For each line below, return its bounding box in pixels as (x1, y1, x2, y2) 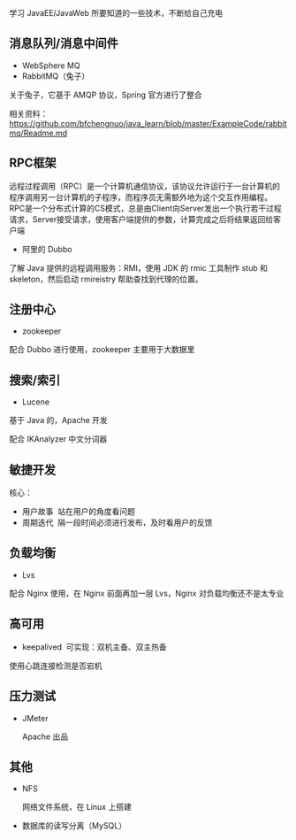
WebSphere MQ (21, 60, 81, 71)
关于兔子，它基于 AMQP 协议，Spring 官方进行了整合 (9, 89, 202, 100)
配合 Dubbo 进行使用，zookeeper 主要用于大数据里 (9, 344, 195, 355)
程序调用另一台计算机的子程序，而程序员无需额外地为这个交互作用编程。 (9, 191, 272, 202)
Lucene (21, 397, 50, 407)
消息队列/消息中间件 (9, 36, 119, 51)
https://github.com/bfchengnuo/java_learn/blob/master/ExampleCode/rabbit (9, 118, 287, 128)
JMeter (21, 713, 49, 723)
